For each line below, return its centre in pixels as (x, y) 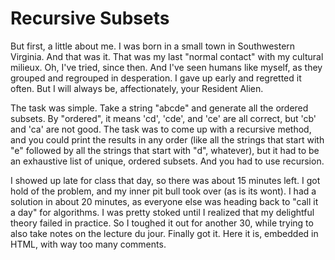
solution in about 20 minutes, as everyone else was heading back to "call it (164, 201)
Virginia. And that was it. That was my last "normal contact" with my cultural (167, 56)
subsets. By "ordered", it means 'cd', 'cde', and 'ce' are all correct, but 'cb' (163, 118)
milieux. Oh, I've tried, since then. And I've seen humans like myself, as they (166, 67)
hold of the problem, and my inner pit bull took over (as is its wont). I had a (163, 191)
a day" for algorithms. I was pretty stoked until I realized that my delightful (162, 212)
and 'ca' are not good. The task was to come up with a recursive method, (161, 129)
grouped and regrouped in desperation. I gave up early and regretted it (156, 78)
